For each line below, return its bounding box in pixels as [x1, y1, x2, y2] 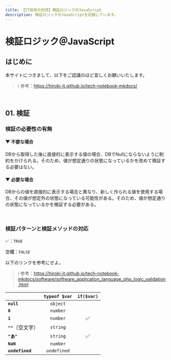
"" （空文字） [8, 324, 39, 331]
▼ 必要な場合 [5, 176, 34, 183]
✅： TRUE [5, 237, 23, 244]
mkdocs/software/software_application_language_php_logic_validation [17, 276, 166, 282]
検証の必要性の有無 [5, 125, 52, 132]
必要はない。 [9, 164, 37, 170]
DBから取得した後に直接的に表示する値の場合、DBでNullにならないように [5, 151, 159, 158]
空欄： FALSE [5, 249, 31, 255]
